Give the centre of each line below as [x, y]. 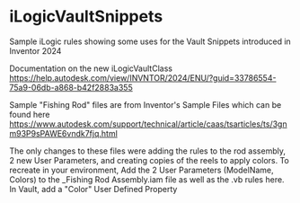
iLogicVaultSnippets [86, 17]
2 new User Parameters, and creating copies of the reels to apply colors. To [150, 160]
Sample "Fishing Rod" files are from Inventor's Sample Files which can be [146, 104]
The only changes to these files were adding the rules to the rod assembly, [147, 151]
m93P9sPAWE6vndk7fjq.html [64, 133]
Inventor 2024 [35, 50]
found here [30, 114]
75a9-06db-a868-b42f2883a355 [71, 87]
